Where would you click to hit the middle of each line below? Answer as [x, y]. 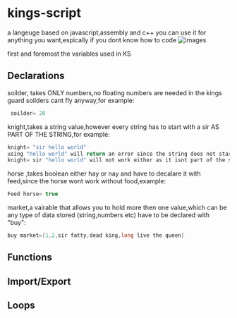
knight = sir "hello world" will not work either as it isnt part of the [116, 160]
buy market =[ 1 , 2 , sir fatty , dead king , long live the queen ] [96, 236]
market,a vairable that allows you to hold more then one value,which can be [117, 208]
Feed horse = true [33, 194]
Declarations [36, 76]
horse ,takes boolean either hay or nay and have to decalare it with [104, 173]
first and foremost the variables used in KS [69, 54]
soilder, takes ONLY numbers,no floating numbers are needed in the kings [115, 92]
